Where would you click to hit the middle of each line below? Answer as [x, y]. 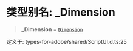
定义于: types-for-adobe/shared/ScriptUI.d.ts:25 [66, 41]
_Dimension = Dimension [52, 29]
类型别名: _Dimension [61, 12]
